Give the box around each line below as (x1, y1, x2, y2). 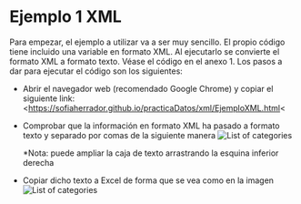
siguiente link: (22, 93, 75, 104)
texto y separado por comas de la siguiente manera (22, 129, 216, 140)
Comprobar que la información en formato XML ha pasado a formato (22, 120, 280, 131)
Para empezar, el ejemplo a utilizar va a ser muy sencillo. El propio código (9, 36, 286, 47)
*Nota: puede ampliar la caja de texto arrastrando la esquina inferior (22, 148, 279, 158)
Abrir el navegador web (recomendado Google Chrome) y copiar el (22, 83, 274, 94)
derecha (22, 157, 55, 168)
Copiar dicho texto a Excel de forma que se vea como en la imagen (22, 175, 275, 186)
